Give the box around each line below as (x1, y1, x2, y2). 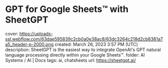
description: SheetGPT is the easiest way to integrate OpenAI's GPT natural (5, 46, 161, 52)
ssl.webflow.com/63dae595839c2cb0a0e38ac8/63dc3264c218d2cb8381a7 (5, 36, 163, 42)
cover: (5, 30, 19, 36)
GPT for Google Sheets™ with (5, 3, 129, 15)
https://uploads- (19, 30, 53, 36)
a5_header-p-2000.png (5, 41, 54, 47)
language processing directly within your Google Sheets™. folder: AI (5, 51, 145, 58)
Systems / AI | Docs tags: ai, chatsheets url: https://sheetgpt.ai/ (5, 57, 136, 63)
